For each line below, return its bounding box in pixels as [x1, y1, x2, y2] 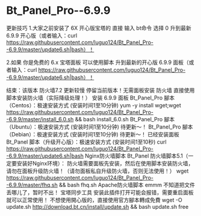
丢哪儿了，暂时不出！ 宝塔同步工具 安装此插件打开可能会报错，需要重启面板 [6, 188, 194, 196]
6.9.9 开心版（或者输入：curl [6, 31, 78, 39]
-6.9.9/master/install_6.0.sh [6, 115, 74, 122]
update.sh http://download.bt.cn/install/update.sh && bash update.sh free [6, 203, 189, 210]
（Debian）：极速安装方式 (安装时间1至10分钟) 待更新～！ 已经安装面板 [6, 130, 179, 138]
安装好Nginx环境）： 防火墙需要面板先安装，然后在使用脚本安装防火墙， [16, 159, 194, 167]
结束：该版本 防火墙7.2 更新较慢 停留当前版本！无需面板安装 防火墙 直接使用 [6, 86, 195, 94]
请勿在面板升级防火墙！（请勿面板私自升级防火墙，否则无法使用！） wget [6, 167, 189, 174]
